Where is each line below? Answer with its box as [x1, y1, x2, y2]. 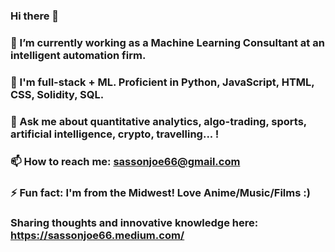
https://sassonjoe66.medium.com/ [10, 229, 185, 243]
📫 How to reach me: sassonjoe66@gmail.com [10, 154, 241, 168]
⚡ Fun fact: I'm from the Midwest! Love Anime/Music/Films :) [10, 185, 311, 199]
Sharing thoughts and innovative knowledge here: [10, 216, 259, 230]
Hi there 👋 [10, 9, 60, 23]
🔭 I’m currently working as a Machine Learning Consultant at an [10, 35, 325, 49]
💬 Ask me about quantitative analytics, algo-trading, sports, [10, 114, 307, 128]
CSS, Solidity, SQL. [10, 87, 105, 101]
